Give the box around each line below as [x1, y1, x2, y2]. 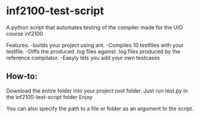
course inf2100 [6, 30, 44, 37]
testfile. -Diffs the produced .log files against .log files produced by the [6, 47, 180, 55]
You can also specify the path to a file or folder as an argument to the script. [6, 105, 194, 112]
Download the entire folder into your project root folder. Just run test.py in [6, 87, 188, 94]
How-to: [6, 71, 38, 81]
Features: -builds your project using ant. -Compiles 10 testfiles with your [6, 42, 184, 49]
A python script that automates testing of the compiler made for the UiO [6, 24, 183, 31]
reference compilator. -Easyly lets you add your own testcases [6, 54, 160, 61]
